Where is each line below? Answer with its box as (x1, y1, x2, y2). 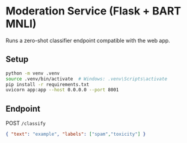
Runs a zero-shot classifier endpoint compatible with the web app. (5, 37, 171, 44)
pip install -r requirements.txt (5, 81, 90, 88)
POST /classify (5, 120, 46, 127)
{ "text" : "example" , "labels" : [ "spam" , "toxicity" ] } (5, 131, 146, 138)
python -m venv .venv (5, 70, 60, 76)
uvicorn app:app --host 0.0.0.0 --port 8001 (5, 87, 119, 93)
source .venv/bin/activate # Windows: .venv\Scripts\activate (5, 76, 168, 82)
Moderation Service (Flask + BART (5, 4, 182, 18)
